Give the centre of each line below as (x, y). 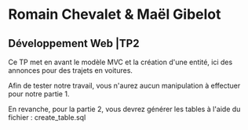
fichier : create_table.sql (47, 117)
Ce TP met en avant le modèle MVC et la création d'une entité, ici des (120, 62)
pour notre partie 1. (39, 94)
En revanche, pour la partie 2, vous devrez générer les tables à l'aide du (124, 109)
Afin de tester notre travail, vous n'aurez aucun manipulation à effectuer (124, 85)
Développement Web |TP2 (74, 43)
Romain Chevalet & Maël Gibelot (115, 14)
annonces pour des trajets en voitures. (71, 70)
